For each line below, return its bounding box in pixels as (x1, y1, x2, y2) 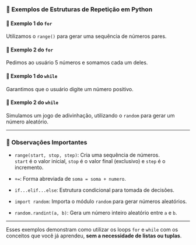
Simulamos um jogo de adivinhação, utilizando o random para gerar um (6, 112, 175, 119)
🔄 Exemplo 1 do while (6, 73, 58, 80)
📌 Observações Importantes (6, 138, 87, 146)
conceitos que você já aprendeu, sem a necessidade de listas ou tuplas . (6, 232, 182, 239)
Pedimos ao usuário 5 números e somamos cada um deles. (6, 59, 148, 66)
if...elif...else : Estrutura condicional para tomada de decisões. (14, 187, 175, 194)
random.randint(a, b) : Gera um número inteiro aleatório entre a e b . (14, 209, 177, 216)
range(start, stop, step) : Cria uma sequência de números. (14, 151, 160, 158)
